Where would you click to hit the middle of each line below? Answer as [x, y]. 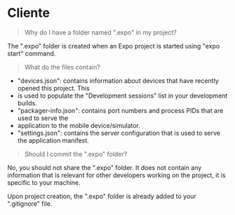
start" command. [32, 53]
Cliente [29, 13]
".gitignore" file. [30, 203]
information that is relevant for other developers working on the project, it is [116, 175]
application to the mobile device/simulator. [79, 125]
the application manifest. [53, 140]
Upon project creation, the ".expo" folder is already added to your [102, 196]
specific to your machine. [44, 182]
